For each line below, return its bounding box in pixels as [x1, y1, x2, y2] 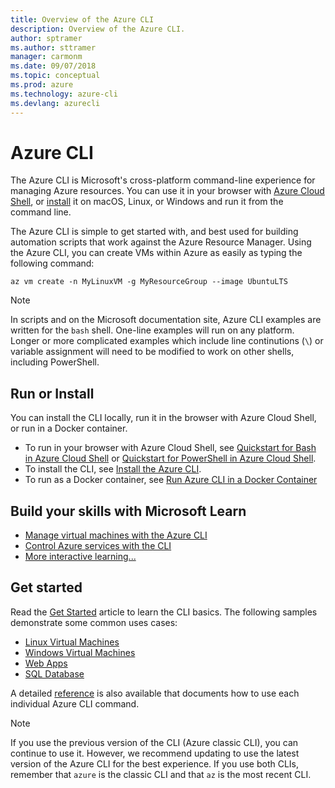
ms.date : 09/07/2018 [10, 61, 97, 71]
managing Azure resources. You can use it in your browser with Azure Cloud [10, 185, 325, 197]
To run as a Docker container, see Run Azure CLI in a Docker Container [24, 474, 318, 486]
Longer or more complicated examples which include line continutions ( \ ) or [10, 335, 324, 347]
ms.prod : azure [10, 80, 74, 90]
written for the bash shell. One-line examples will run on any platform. [10, 324, 295, 336]
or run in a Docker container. [10, 422, 128, 435]
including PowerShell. [10, 356, 100, 368]
